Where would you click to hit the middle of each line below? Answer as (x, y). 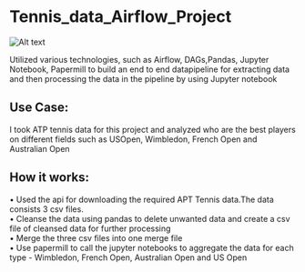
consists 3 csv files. (46, 209)
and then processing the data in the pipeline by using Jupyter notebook (143, 78)
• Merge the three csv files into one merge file (96, 237)
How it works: (49, 178)
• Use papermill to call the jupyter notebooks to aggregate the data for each (152, 247)
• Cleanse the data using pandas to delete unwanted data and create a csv (150, 218)
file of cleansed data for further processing (90, 228)
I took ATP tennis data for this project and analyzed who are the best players (152, 129)
